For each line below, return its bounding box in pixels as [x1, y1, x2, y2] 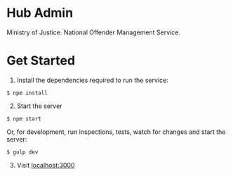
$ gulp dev [6, 149, 39, 156]
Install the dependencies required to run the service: [16, 76, 169, 84]
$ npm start [6, 115, 41, 122]
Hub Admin [6, 5, 74, 21]
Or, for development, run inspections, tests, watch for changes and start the [6, 128, 226, 136]
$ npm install [6, 89, 48, 96]
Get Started [6, 53, 75, 69]
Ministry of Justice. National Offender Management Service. [6, 28, 180, 36]
